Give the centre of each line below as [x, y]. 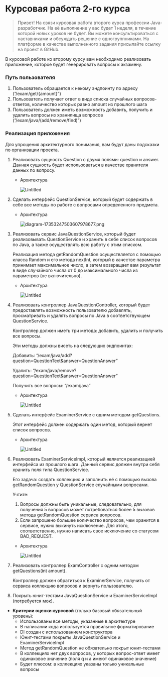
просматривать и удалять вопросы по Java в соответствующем [81, 315]
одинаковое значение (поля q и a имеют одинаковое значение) [88, 658]
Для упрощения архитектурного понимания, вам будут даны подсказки [82, 144]
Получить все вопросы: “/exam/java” [52, 385]
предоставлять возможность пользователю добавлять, [72, 310]
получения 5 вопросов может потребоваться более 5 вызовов [87, 509]
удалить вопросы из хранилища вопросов [58, 115]
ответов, [22, 104]
